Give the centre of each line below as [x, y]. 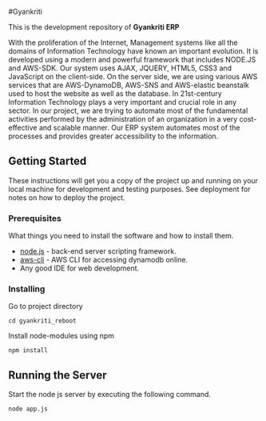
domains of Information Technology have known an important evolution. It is [133, 51]
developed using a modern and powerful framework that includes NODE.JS [132, 60]
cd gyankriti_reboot [43, 321]
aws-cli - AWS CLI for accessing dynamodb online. [104, 260]
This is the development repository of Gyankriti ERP [94, 27]
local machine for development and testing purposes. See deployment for [129, 189]
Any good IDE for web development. [79, 268]
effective [23, 128]
